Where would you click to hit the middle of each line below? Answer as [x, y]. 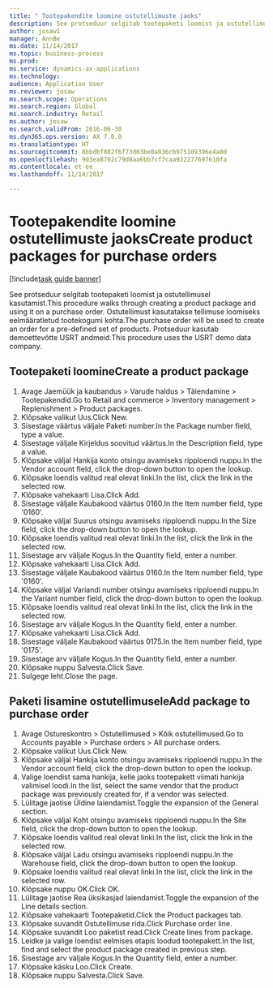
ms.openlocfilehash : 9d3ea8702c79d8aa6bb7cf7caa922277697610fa [118, 159]
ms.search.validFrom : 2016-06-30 [66, 129]
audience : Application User [57, 84]
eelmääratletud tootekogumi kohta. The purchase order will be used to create [137, 320]
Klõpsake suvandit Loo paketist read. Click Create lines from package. [137, 932]
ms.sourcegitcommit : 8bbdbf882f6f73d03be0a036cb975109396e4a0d [118, 152]
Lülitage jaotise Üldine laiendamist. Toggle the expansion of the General [139, 802]
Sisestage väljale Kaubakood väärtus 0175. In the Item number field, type [141, 641]
